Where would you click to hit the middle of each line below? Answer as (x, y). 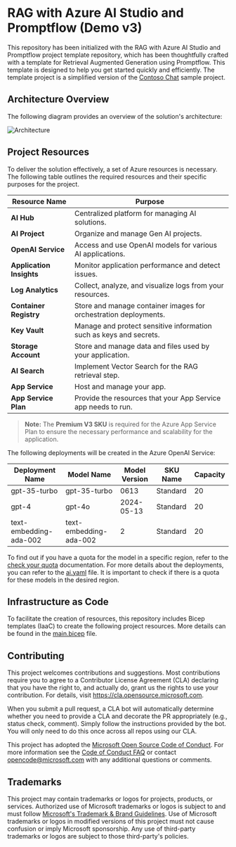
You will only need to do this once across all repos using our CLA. (102, 731)
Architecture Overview (58, 100)
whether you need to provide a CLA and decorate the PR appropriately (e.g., (118, 716)
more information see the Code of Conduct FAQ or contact (92, 752)
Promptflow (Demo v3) (75, 28)
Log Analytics (34, 290)
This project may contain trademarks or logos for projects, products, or (110, 799)
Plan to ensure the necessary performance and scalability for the (118, 431)
